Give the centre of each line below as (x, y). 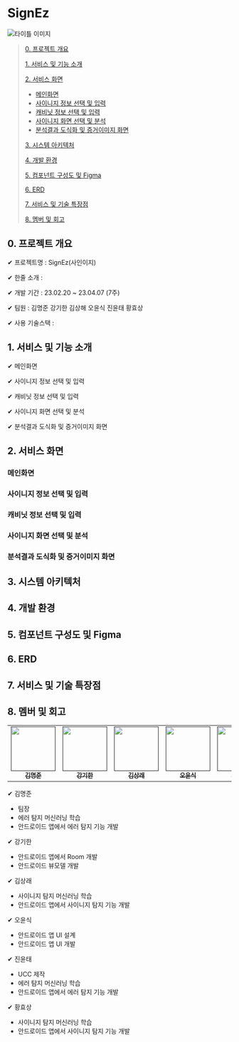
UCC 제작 (31, 974)
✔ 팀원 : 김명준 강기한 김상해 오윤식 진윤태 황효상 (75, 307)
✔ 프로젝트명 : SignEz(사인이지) (52, 262)
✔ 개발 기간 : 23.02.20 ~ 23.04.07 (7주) (64, 293)
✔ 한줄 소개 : (25, 277)
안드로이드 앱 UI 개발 (47, 944)
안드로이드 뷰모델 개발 (48, 865)
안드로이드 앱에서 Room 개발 (58, 857)
